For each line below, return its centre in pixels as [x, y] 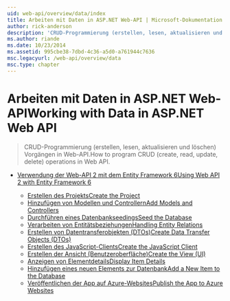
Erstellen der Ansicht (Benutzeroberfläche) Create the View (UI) [116, 254]
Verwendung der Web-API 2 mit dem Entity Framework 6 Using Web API [118, 175]
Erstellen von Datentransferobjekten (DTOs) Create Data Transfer [119, 232]
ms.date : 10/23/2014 [37, 45]
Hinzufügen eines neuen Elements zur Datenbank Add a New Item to [124, 268]
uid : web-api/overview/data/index [57, 13]
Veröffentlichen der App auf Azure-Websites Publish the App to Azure [125, 283]
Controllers [43, 210]
